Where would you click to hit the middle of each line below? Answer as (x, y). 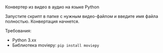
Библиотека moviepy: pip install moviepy (55, 45)
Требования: (18, 31)
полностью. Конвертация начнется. (42, 21)
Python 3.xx (24, 40)
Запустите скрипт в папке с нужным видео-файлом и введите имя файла (82, 16)
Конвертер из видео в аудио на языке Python (52, 7)
